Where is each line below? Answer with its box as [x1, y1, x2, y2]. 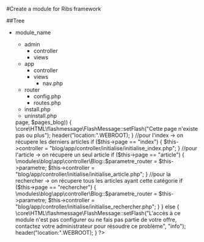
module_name [15, 29, 51, 36]
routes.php [33, 99, 61, 106]
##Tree [6, 17, 25, 24]
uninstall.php [24, 112, 57, 119]
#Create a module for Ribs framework [6, 5, 101, 12]
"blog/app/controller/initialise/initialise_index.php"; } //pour [49, 145, 197, 152]
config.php [33, 93, 61, 100]
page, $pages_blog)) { [15, 119, 72, 126]
